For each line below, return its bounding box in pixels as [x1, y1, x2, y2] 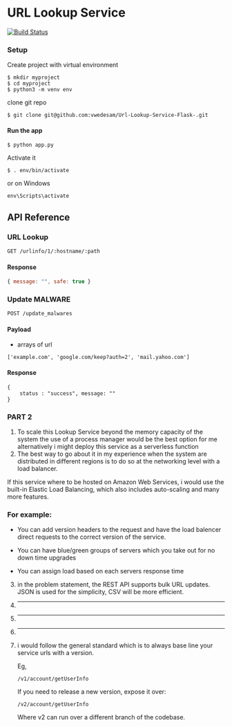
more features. [7, 493, 50, 501]
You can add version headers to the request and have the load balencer [17, 526, 222, 534]
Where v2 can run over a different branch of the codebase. [17, 713, 185, 721]
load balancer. [17, 464, 58, 472]
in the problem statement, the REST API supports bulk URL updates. [17, 580, 211, 589]
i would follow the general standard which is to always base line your [17, 641, 213, 650]
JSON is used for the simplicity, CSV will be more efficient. [17, 588, 184, 596]
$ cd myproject [7, 80, 51, 87]
